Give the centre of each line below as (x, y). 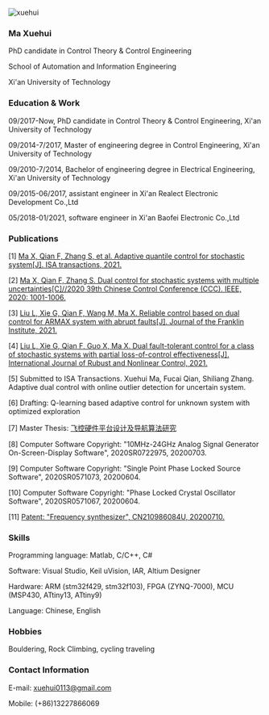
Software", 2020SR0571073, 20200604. (74, 477)
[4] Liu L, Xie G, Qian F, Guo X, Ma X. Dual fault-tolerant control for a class (131, 345)
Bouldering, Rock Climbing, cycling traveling (82, 649)
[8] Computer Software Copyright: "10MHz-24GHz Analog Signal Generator (134, 444)
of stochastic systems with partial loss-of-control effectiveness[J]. (119, 354)
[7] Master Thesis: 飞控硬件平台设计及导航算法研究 (93, 428)
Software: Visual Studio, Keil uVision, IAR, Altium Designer (105, 571)
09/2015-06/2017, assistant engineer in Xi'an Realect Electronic (114, 193)
